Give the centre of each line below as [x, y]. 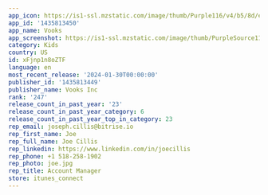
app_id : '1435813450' [44, 23]
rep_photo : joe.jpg [41, 164]
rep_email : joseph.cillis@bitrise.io [71, 127]
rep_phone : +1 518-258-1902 [55, 156]
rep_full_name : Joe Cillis [53, 141]
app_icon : [25, 16]
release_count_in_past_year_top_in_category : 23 [91, 119]
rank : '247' [28, 97]
